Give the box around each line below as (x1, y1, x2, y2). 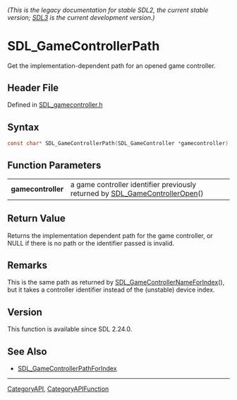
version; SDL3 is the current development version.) (7, 13, 155, 21)
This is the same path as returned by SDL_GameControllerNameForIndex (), (7, 278, 225, 287)
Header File (7, 81, 59, 93)
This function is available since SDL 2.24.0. (7, 325, 133, 333)
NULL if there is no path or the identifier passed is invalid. (7, 239, 175, 247)
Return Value (7, 212, 66, 224)
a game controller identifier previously (70, 179, 197, 189)
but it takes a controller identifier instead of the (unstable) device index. (7, 285, 215, 294)
